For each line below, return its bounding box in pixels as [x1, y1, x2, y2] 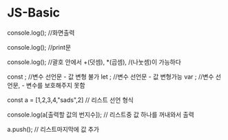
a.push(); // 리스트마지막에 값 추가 [7, 125, 100, 133]
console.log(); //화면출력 [7, 28, 75, 37]
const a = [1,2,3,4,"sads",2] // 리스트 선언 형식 [7, 95, 134, 104]
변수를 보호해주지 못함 [26, 81, 85, 89]
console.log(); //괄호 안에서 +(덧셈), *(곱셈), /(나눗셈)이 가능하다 [7, 57, 181, 66]
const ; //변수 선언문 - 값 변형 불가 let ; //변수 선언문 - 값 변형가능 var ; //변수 [7, 72, 214, 81]
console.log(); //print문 [7, 43, 71, 51]
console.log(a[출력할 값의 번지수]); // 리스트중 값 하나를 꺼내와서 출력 [7, 110, 194, 119]
